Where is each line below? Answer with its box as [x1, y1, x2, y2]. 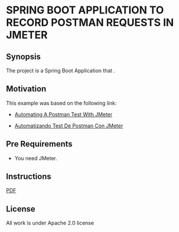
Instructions [6, 172, 51, 182]
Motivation [6, 84, 47, 94]
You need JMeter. [14, 154, 57, 161]
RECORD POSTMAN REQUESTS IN [6, 16, 174, 29]
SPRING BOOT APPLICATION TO [6, 4, 164, 17]
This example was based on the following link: [6, 99, 117, 106]
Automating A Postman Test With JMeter [14, 110, 113, 117]
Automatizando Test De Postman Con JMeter [14, 122, 124, 129]
